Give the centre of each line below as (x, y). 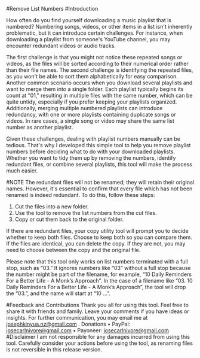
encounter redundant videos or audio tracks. (61, 45)
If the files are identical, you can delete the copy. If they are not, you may (96, 244)
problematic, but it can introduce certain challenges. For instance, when (95, 33)
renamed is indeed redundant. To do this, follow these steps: (81, 195)
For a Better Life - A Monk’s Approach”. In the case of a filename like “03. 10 (99, 280)
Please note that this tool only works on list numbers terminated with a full (97, 262)
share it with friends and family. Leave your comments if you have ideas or (98, 311)
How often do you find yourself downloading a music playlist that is (89, 20)
